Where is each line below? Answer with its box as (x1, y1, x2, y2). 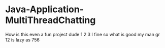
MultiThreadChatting (5, 14, 96, 26)
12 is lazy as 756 (5, 37, 40, 43)
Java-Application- (5, 4, 84, 15)
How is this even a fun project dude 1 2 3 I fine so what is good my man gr (5, 31, 160, 37)
